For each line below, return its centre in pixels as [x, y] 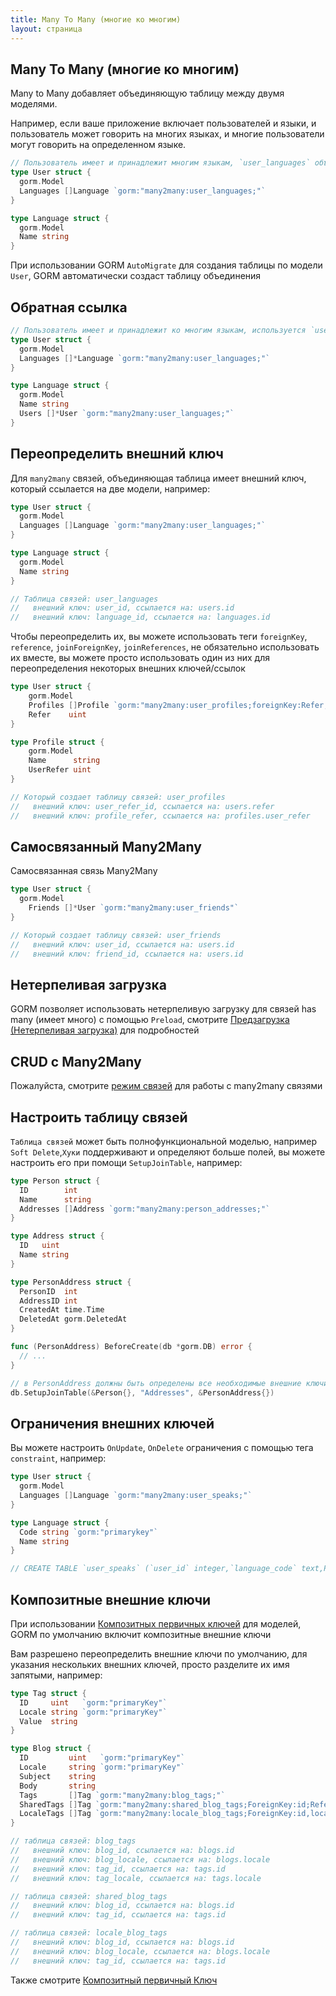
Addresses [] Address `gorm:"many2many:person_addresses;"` [145, 1209]
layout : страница [46, 29]
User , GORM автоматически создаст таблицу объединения [136, 276]
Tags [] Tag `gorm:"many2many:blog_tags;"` [122, 1795]
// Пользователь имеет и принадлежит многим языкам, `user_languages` [160, 163]
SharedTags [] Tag [55, 1804]
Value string [48, 1721]
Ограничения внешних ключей [112, 1423]
